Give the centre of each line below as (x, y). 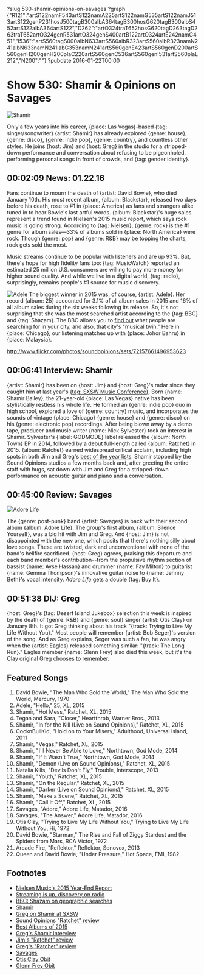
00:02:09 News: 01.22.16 (56, 178)
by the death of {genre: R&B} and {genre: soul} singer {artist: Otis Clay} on (100, 620)
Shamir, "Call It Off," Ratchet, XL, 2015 (63, 802)
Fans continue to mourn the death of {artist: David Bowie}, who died (92, 193)
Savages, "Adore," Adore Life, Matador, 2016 (71, 809)
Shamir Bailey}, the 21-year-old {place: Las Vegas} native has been (91, 398)
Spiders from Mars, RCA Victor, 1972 (61, 841)
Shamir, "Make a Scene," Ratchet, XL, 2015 (69, 796)
